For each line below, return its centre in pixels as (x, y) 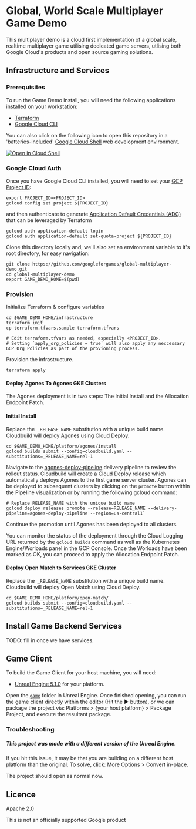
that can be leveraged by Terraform (49, 220)
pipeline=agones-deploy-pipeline (47, 513)
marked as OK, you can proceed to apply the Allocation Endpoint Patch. (93, 554)
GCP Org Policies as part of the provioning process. (73, 349)
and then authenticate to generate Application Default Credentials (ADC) (94, 214)
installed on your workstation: (42, 106)
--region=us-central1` (118, 513)
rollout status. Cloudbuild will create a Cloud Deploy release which (86, 474)
